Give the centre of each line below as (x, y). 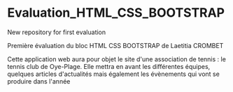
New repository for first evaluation (57, 32)
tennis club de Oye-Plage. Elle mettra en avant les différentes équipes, (109, 66)
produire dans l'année (39, 81)
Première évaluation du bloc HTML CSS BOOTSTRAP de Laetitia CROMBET (115, 45)
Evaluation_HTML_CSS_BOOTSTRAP (116, 13)
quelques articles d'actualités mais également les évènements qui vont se (114, 74)
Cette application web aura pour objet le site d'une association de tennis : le (116, 59)
